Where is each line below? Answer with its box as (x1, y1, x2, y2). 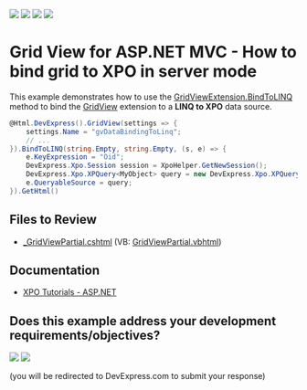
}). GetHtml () (9, 186, 59, 195)
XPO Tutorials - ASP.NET (22, 287, 117, 298)
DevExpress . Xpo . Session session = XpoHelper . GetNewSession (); (26, 161, 268, 171)
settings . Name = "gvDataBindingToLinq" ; (26, 127, 182, 136)
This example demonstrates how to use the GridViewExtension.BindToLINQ (9, 91, 293, 102)
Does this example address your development (9, 313, 277, 329)
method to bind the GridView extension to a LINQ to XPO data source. (9, 100, 272, 111)
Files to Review (9, 212, 98, 227)
